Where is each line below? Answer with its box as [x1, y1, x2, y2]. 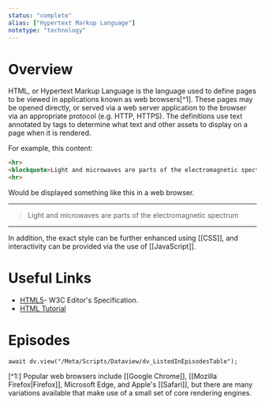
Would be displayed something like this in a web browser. [8, 187, 195, 197]
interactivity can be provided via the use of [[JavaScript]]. [8, 242, 196, 251]
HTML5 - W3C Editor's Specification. [19, 295, 139, 305]
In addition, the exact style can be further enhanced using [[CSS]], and [8, 233, 239, 242]
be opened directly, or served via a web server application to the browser [8, 103, 247, 113]
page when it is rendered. [8, 128, 91, 138]
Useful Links [8, 269, 92, 287]
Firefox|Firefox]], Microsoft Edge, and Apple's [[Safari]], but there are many [8, 380, 253, 389]
